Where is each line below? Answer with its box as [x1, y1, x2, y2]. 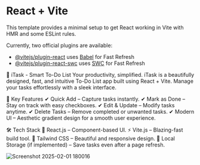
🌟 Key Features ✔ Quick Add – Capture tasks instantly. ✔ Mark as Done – [6, 95, 186, 102]
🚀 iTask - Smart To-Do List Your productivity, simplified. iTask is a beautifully [6, 71, 195, 78]
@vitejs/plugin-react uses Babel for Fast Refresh [14, 53, 135, 60]
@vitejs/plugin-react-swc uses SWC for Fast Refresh [14, 60, 145, 67]
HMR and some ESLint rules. [6, 30, 76, 37]
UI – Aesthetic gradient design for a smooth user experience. [6, 114, 156, 122]
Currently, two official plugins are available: [6, 42, 113, 49]
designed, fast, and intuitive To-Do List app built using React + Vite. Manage [6, 77, 194, 85]
